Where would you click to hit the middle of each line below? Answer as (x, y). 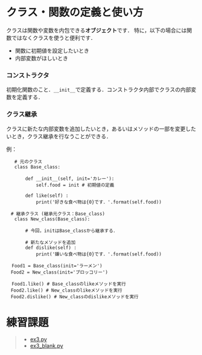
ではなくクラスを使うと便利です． (54, 37)
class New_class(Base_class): (52, 219)
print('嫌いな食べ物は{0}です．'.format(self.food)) (99, 254)
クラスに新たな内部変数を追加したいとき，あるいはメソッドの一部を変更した (101, 129)
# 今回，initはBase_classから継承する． (71, 231)
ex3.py (38, 339)
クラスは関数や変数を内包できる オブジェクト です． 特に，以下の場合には (96, 30)
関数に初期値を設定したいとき (52, 50)
